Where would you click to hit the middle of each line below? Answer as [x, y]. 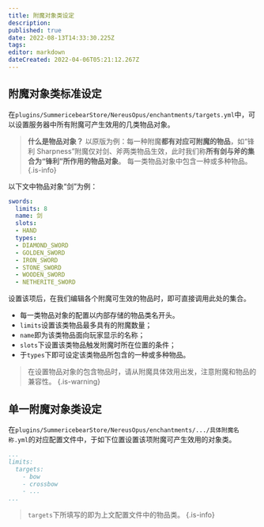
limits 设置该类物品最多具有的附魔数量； [86, 325]
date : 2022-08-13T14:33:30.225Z [61, 38]
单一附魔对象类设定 [55, 409]
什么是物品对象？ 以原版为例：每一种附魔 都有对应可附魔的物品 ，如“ [137, 141]
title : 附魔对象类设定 [41, 15]
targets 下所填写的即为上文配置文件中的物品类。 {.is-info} [121, 515]
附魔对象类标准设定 [55, 94]
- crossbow [40, 484]
